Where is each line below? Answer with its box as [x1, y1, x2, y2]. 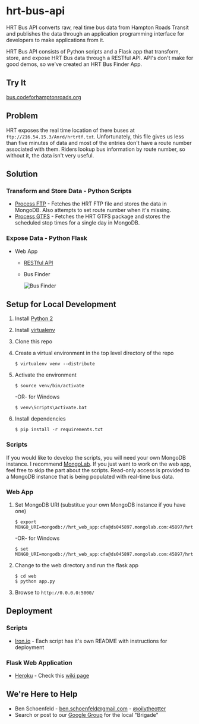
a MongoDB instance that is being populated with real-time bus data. [6, 473, 175, 480]
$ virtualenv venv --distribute [14, 361, 95, 367]
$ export [14, 519, 37, 525]
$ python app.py [14, 578, 55, 584]
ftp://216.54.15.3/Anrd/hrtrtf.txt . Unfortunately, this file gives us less [6, 132, 184, 140]
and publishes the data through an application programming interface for [6, 30, 185, 37]
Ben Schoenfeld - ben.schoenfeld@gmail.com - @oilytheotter [14, 705, 166, 712]
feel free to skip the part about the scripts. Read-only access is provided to [6, 466, 190, 473]
